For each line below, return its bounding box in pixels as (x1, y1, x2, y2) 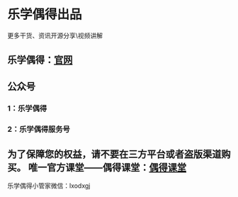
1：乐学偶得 (7, 103, 47, 113)
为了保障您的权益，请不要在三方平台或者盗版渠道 (7, 148, 222, 160)
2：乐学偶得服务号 (7, 124, 71, 134)
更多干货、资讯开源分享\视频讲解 (7, 31, 103, 40)
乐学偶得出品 (7, 6, 83, 23)
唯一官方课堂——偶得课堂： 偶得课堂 (28, 161, 186, 174)
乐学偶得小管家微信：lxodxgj (7, 181, 91, 190)
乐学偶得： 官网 (7, 54, 73, 66)
